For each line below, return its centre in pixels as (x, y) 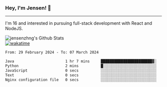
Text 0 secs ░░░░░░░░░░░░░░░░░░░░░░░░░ (81, 75)
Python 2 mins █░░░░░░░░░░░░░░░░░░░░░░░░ (81, 66)
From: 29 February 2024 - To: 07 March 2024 (52, 52)
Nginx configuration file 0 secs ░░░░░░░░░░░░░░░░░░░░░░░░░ (81, 80)
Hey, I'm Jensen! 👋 (28, 8)
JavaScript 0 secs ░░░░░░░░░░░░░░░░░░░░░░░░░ (81, 70)
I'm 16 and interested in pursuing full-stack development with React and (79, 23)
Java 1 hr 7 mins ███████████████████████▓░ (81, 61)
